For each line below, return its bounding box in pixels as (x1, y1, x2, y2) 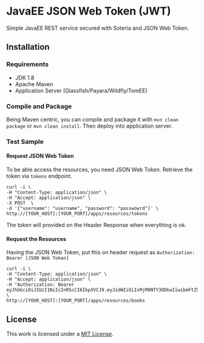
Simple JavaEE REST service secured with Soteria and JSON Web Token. (6, 24, 189, 32)
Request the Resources (6, 235, 67, 242)
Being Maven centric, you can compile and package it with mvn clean (6, 115, 179, 123)
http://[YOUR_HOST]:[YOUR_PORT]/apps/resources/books (6, 297, 146, 304)
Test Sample (6, 137, 44, 146)
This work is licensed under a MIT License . (6, 330, 114, 338)
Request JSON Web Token (6, 152, 74, 160)
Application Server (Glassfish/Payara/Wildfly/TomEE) (15, 87, 148, 94)
